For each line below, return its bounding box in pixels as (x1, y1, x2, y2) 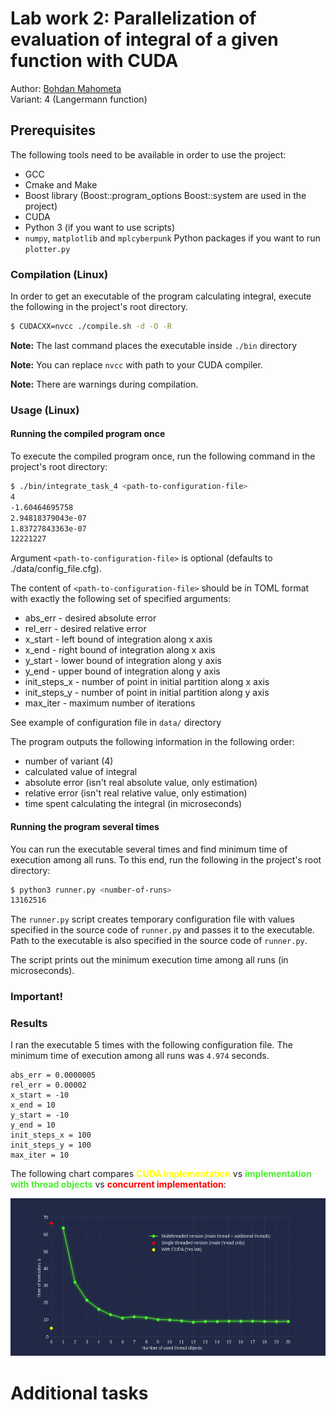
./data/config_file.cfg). (10, 563, 102, 575)
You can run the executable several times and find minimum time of (10, 843, 288, 855)
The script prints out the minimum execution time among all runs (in (10, 954, 289, 966)
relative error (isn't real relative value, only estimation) (24, 787, 248, 799)
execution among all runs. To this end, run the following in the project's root (10, 853, 322, 866)
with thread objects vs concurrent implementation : (10, 1178, 227, 1191)
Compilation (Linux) (10, 267, 109, 281)
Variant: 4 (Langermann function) (10, 93, 148, 105)
